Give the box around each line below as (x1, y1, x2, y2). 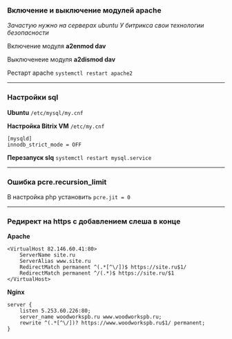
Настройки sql (7, 93, 59, 102)
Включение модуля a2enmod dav (7, 42, 106, 51)
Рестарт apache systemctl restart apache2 (7, 68, 133, 77)
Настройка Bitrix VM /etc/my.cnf (7, 122, 105, 130)
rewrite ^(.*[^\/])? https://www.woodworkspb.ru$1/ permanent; (19, 320, 206, 327)
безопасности (7, 28, 50, 37)
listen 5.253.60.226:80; (19, 307, 91, 315)
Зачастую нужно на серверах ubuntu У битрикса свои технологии (7, 21, 204, 30)
